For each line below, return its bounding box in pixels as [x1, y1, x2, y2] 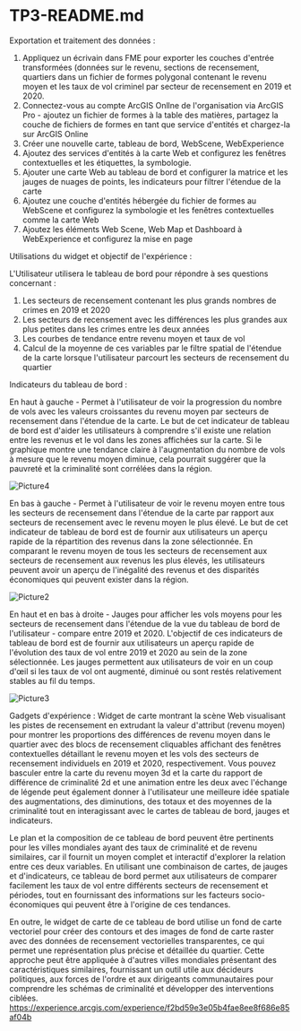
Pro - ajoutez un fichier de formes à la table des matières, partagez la [21, 109, 279, 120]
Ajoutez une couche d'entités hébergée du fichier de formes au [21, 195, 257, 206]
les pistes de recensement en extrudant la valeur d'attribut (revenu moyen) [9, 719, 286, 731]
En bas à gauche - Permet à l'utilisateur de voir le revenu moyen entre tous [9, 498, 285, 508]
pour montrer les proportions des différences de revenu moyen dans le [9, 729, 271, 740]
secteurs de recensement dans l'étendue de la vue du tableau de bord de [9, 618, 280, 628]
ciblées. [9, 992, 39, 1003]
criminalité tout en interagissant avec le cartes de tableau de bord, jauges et [9, 805, 290, 816]
